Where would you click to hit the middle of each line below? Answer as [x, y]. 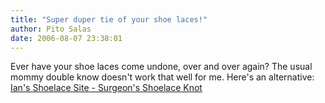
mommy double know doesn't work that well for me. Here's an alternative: [162, 77]
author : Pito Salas [51, 29]
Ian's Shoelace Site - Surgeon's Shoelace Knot [106, 88]
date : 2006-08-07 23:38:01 [66, 38]
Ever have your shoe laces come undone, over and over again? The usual [161, 67]
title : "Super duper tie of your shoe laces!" [109, 19]
